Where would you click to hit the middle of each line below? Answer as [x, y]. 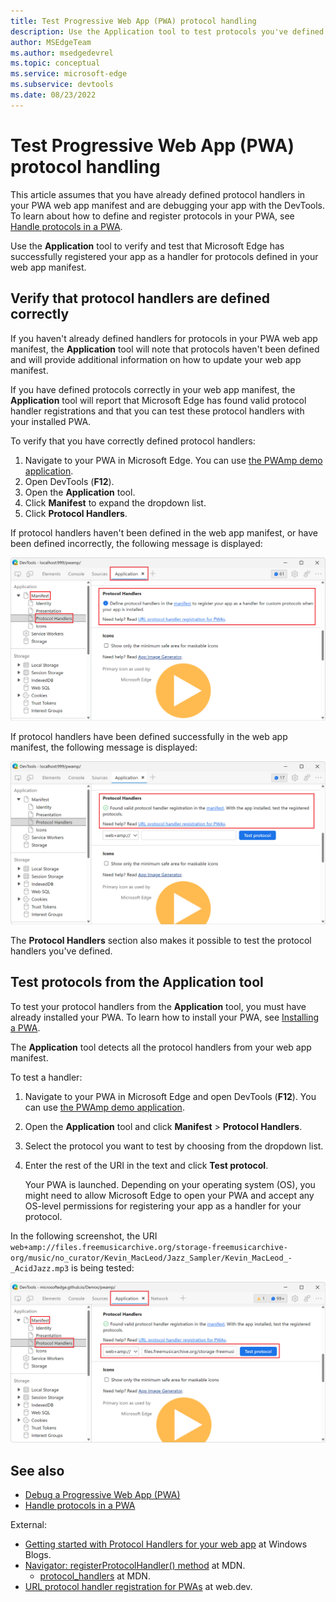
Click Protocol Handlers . [76, 513]
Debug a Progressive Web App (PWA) [102, 1495]
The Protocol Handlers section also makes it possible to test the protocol [161, 940]
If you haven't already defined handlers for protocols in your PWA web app [164, 338]
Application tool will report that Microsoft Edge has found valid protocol [158, 400]
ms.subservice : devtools [62, 85]
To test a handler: [46, 1077]
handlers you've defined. [61, 951]
